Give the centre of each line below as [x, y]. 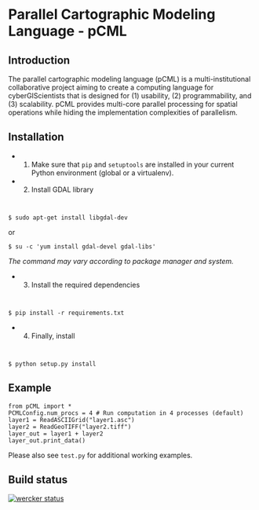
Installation [36, 137]
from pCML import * [40, 406]
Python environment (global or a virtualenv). [102, 172]
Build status [38, 480]
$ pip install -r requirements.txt [66, 313]
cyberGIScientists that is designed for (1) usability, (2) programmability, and [130, 95]
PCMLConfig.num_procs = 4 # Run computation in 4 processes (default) [126, 413]
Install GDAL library [62, 189]
